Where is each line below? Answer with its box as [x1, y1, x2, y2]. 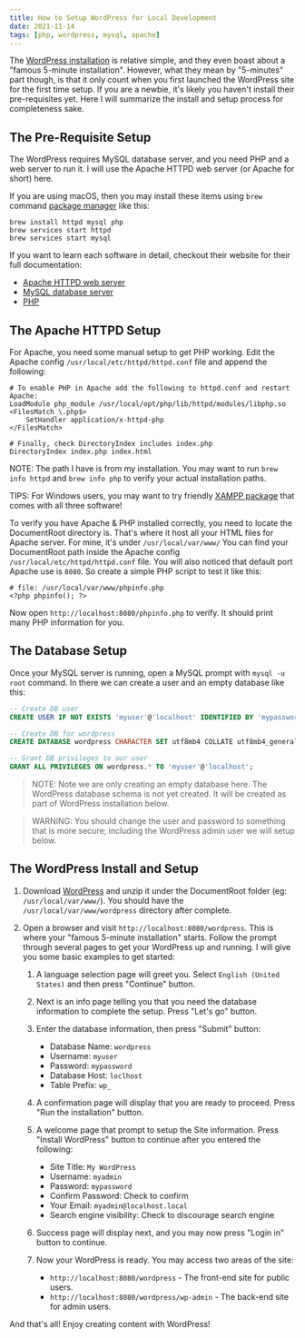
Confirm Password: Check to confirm [49, 1190, 189, 1201]
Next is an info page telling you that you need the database [35, 996, 257, 1006]
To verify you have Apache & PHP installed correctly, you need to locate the [9, 518, 293, 528]
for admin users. [49, 1301, 112, 1312]
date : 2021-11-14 [9, 22, 75, 31]
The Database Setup [9, 643, 128, 659]
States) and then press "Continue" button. [35, 978, 195, 989]
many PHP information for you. [9, 617, 124, 628]
